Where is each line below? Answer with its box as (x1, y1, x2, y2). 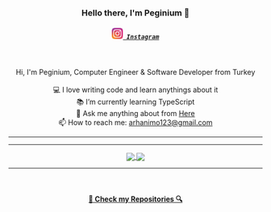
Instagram (126, 32, 160, 41)
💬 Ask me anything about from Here (76, 108, 195, 118)
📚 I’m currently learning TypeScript (76, 97, 195, 106)
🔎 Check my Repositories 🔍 (88, 193, 183, 204)
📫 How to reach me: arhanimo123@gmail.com (58, 117, 213, 127)
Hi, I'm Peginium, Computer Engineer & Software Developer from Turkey (15, 67, 256, 77)
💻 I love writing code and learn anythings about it (52, 85, 219, 94)
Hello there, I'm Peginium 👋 (81, 7, 190, 19)
